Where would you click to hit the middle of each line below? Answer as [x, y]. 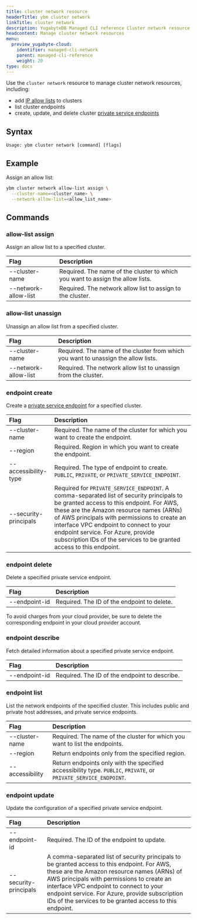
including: [18, 89]
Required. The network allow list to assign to [120, 288]
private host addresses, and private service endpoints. [72, 712]
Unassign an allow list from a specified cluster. [62, 326]
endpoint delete [29, 564]
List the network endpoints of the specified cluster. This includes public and [98, 705]
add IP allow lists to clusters [48, 101]
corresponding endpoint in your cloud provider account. [74, 623]
